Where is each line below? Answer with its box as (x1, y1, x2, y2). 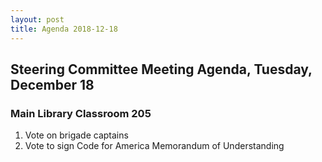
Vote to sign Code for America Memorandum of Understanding (24, 140, 285, 152)
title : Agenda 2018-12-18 (10, 24, 118, 34)
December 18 (10, 76, 95, 93)
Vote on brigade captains (24, 129, 129, 141)
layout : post (10, 14, 65, 25)
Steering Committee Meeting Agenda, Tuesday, (10, 61, 313, 78)
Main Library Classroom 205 (10, 106, 152, 120)
